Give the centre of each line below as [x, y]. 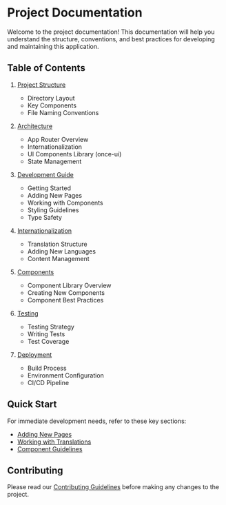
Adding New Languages [62, 251]
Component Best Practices [65, 300]
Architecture [35, 126]
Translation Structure [57, 244]
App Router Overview [58, 139]
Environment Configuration [66, 375]
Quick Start [32, 404]
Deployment [34, 354]
